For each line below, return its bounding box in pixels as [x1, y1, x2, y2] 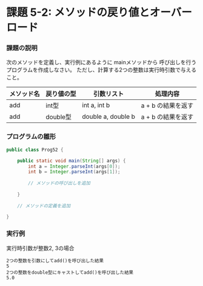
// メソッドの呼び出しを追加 [28, 180, 91, 187]
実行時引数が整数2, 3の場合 [6, 244, 75, 251]
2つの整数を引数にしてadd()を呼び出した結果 [6, 258, 104, 264]
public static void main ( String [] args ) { [17, 158, 126, 164]
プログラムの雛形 [6, 133, 56, 141]
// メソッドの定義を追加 [17, 202, 71, 209]
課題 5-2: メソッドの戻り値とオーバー [6, 5, 192, 19]
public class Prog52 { [6, 147, 64, 153]
